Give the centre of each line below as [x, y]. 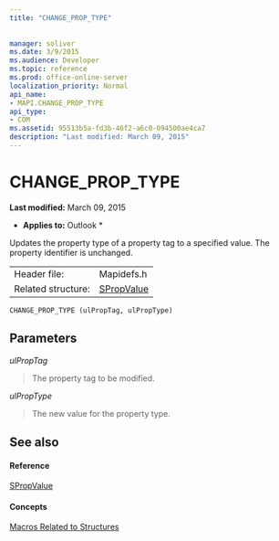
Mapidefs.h [123, 273]
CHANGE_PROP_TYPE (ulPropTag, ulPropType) [91, 310]
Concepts [28, 506]
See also [34, 443]
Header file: [39, 273]
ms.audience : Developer [55, 60]
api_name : [28, 94]
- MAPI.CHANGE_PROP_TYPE [57, 103]
